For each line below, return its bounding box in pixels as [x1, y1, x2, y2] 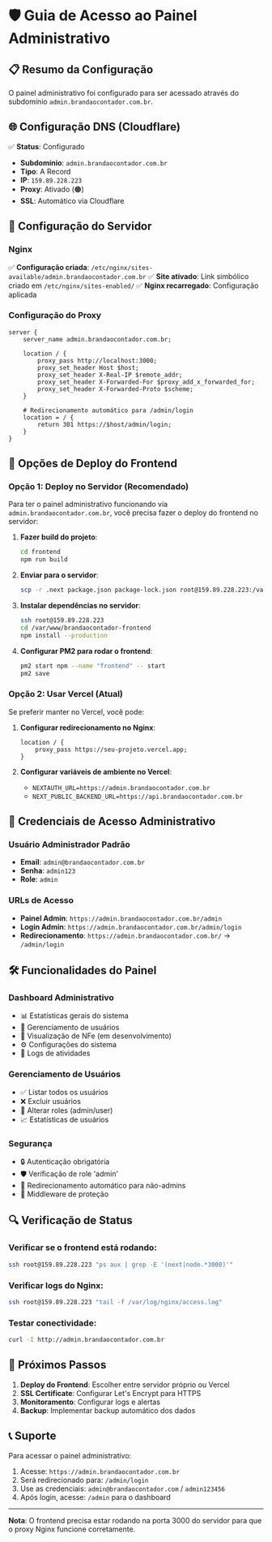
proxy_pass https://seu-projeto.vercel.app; [35, 745, 188, 754]
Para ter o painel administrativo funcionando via [8, 500, 168, 509]
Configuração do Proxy [8, 310, 102, 321]
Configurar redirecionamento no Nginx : [19, 723, 156, 732]
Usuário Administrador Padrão [8, 839, 131, 850]
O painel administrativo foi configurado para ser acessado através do [8, 88, 240, 97]
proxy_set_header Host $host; [37, 363, 139, 372]
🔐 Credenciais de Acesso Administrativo [8, 814, 216, 828]
